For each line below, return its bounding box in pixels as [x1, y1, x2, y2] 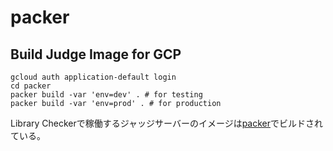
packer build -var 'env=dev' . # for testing [10, 90, 203, 100]
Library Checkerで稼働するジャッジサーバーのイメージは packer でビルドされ [10, 117, 324, 129]
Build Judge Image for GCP [10, 46, 182, 63]
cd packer [10, 81, 52, 91]
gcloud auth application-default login [10, 72, 177, 82]
